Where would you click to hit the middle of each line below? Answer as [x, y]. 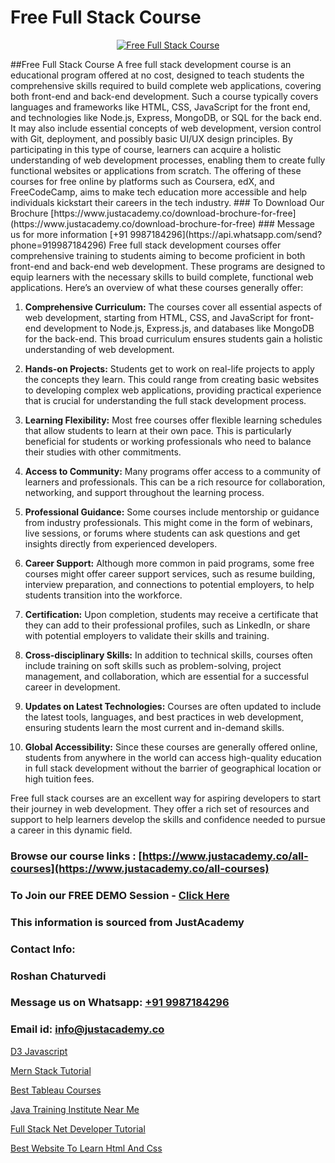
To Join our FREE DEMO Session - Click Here [120, 895]
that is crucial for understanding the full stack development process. [165, 400]
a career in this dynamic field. [71, 830]
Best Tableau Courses [56, 1090]
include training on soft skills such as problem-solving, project [153, 665]
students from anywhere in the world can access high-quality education [173, 757]
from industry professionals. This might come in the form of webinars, [168, 522]
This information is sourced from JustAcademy [127, 922]
